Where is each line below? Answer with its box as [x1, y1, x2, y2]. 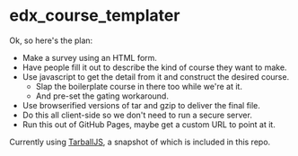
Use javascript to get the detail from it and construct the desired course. [22, 71, 290, 82]
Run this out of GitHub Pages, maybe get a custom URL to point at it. [22, 118, 276, 130]
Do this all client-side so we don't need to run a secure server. [22, 109, 253, 120]
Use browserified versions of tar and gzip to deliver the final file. [22, 100, 260, 110]
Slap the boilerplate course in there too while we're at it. [35, 81, 242, 91]
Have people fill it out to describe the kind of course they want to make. [22, 62, 287, 73]
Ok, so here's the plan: [9, 35, 93, 46]
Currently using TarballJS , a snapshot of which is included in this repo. [9, 136, 271, 147]
